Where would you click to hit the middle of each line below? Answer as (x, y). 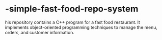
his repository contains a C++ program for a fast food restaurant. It (73, 22)
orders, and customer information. (40, 32)
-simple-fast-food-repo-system (72, 9)
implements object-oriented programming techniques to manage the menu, (81, 27)
